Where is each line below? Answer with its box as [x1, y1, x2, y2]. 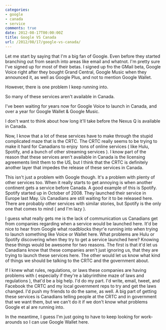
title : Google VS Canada [5, 35, 56, 40]
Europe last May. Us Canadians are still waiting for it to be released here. [5, 195, 154, 201]
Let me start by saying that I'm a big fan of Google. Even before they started [5, 53, 161, 59]
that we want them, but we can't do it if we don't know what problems [5, 299, 148, 305]
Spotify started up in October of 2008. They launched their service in [5, 190, 146, 196]
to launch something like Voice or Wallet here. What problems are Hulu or [5, 231, 155, 237]
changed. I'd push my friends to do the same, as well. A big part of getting [5, 288, 157, 294]
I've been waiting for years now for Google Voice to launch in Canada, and [5, 103, 157, 109]
